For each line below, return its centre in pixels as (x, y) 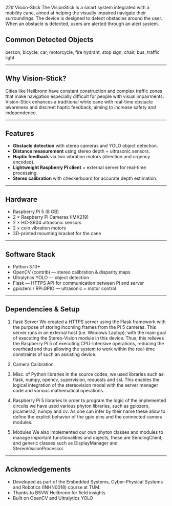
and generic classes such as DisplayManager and (65, 443)
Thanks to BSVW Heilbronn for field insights (59, 492)
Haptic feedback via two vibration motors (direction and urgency (81, 157)
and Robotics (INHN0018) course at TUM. (57, 487)
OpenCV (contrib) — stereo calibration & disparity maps (71, 272)
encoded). (24, 162)
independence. (21, 113)
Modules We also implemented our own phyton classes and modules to (88, 432)
